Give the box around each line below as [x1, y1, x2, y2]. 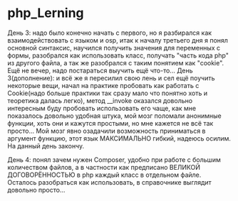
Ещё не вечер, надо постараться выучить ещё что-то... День [7, 66, 194, 75]
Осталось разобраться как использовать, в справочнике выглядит [7, 178, 212, 186]
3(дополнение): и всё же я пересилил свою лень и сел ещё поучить [7, 73, 215, 82]
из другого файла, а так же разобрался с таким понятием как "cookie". [7, 58, 224, 67]
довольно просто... [7, 185, 66, 194]
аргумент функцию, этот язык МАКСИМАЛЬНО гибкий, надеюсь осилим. [7, 134, 232, 143]
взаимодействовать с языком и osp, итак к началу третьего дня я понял [7, 36, 228, 44]
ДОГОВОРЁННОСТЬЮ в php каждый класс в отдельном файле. [7, 170, 202, 179]
